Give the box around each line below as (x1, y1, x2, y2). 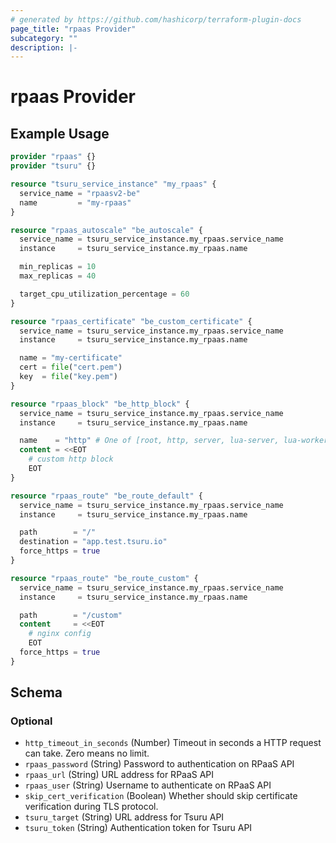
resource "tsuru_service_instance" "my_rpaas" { (10, 179, 217, 189)
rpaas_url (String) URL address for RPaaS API (24, 769, 215, 781)
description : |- (10, 42, 78, 53)
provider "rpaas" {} (10, 152, 97, 162)
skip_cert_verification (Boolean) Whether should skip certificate (24, 790, 298, 802)
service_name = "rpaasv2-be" (19, 188, 141, 198)
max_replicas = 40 (19, 271, 97, 281)
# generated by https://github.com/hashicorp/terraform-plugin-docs (10, 14, 302, 25)
